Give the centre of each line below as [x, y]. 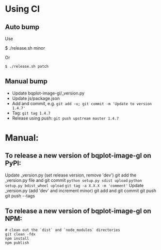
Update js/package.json [36, 98]
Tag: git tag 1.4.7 [31, 113]
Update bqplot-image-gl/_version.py [48, 93]
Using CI [23, 9]
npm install [17, 238]
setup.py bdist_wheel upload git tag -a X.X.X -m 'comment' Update [74, 185]
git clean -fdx [20, 234]
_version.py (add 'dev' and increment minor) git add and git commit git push [81, 191]
